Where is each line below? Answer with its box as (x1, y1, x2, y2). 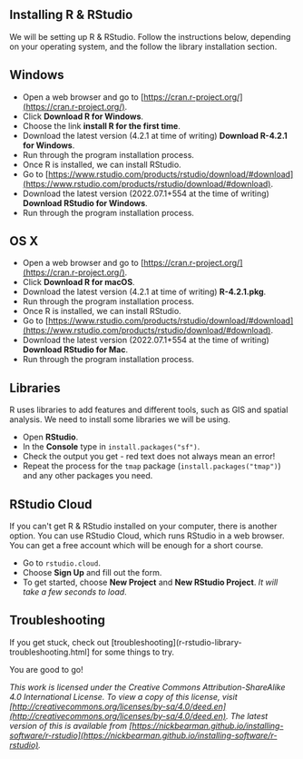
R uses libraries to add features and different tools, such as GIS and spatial (9, 404, 288, 416)
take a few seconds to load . (22, 586, 127, 597)
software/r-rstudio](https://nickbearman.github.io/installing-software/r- (9, 730, 278, 741)
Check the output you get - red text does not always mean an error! (22, 451, 276, 462)
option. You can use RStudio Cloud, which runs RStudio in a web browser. (9, 530, 285, 541)
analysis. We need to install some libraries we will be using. (9, 414, 231, 425)
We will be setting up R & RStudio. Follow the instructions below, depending (9, 31, 291, 42)
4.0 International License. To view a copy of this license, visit (9, 691, 238, 702)
